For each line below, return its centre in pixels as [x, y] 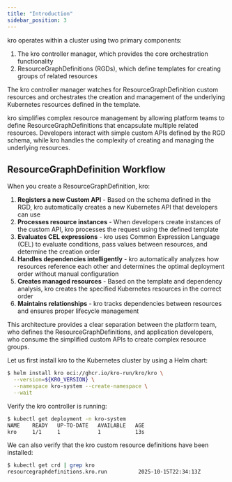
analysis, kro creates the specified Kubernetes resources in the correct [119, 289]
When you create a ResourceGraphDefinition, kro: [79, 187]
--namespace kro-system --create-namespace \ [81, 386]
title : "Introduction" [40, 14]
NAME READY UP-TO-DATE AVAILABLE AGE [76, 425]
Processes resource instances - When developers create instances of [119, 222]
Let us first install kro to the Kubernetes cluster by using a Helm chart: [107, 360]
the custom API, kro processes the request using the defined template [118, 229]
